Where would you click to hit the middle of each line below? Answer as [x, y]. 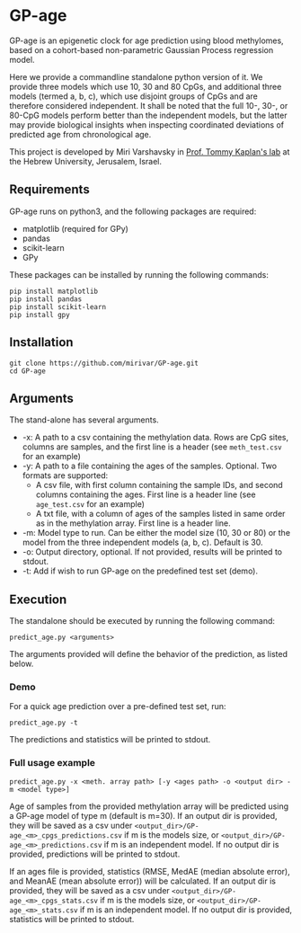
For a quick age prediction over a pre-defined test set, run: [118, 706]
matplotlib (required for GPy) [75, 228]
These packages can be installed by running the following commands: [139, 274]
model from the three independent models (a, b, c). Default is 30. [142, 542]
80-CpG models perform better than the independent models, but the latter [148, 115]
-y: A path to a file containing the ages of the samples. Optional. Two [149, 466]
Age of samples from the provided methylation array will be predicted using [149, 806]
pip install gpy [40, 315]
